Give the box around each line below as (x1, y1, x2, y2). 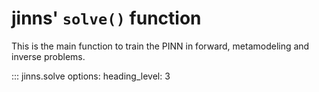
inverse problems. (11, 50, 86, 62)
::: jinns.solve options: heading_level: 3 (11, 70, 171, 82)
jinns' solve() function (11, 7, 202, 30)
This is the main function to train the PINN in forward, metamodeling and (11, 40, 310, 52)
